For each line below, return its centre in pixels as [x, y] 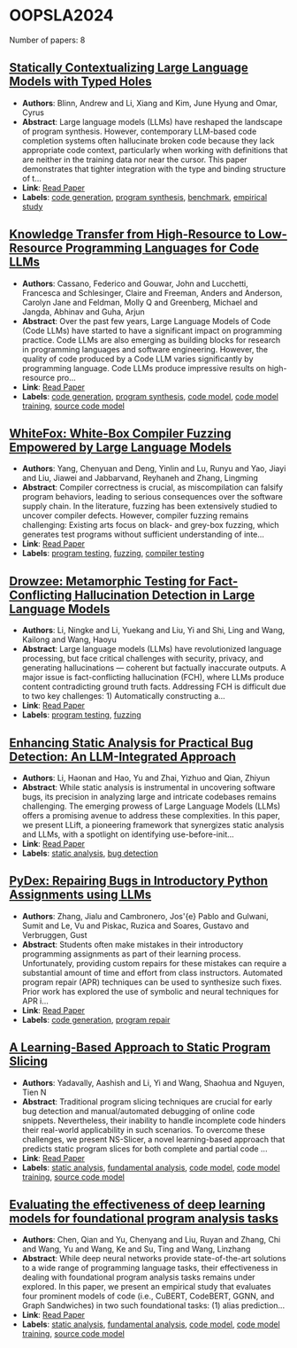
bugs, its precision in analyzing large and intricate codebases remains [149, 797]
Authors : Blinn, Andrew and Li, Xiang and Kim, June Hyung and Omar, [150, 103]
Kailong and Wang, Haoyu [69, 639]
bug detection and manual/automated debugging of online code [138, 1111]
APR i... [35, 1001]
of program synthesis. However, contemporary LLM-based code [139, 131]
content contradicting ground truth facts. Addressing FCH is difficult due [154, 686]
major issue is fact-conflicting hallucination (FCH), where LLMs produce [153, 678]
